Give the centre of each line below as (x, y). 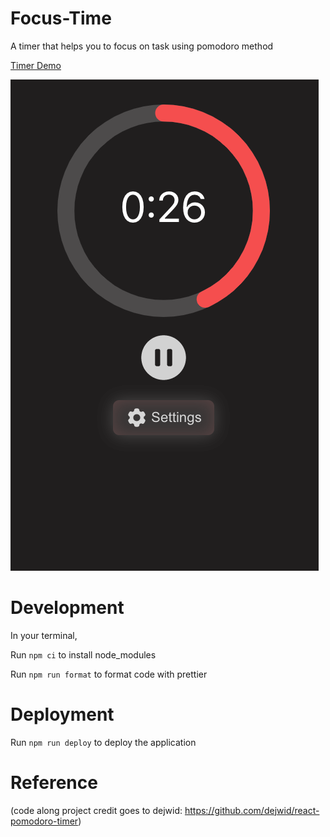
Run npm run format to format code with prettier (109, 674)
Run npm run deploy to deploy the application (103, 742)
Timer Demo (36, 65)
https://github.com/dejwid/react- (252, 810)
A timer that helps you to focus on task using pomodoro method (142, 46)
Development (67, 608)
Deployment (62, 714)
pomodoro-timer (44, 821)
